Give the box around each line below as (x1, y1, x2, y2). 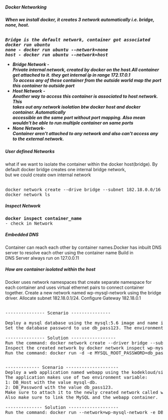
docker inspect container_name (5, 215, 82, 221)
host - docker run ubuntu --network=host (5, 52, 108, 58)
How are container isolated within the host (5, 266, 96, 272)
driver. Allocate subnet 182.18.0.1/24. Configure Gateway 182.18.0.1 (5, 295, 141, 301)
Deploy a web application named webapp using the (5, 369, 129, 375)
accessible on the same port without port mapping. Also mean (12, 114, 145, 120)
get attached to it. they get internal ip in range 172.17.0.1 (12, 72, 130, 78)
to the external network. (12, 136, 64, 142)
